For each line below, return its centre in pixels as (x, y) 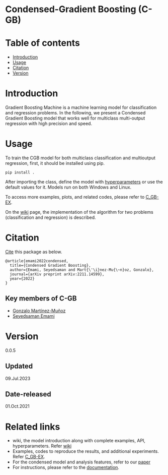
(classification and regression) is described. (51, 217)
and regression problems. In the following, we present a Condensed (75, 113)
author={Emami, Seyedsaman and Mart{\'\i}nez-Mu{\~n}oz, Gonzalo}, (82, 270)
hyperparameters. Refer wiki (42, 446)
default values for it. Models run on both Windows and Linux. (68, 187)
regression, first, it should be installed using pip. (55, 163)
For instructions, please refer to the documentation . (66, 467)
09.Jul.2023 (18, 378)
